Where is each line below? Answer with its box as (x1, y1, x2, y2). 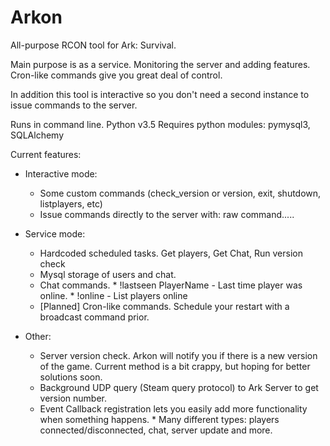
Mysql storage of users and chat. (39, 268, 177, 280)
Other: (24, 330, 52, 342)
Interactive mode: (24, 167, 98, 180)
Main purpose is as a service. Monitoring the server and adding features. (10, 58, 311, 70)
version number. (39, 392, 107, 404)
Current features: (10, 148, 82, 160)
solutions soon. (39, 371, 103, 383)
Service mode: (24, 227, 86, 240)
